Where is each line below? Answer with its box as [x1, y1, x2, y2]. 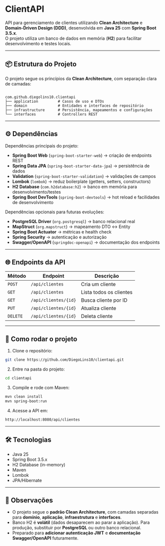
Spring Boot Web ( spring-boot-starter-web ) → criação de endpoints [12, 152, 152, 158]
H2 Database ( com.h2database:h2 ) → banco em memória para [12, 183, 137, 190]
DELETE [7, 314, 23, 319]
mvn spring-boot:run [5, 399, 48, 403]
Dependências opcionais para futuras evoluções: [5, 209, 105, 215]
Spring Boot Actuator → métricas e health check [12, 229, 112, 234]
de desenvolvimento [12, 199, 54, 205]
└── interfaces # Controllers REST [5, 112, 98, 116]
